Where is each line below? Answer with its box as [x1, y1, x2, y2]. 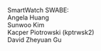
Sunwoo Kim [7, 21, 45, 29]
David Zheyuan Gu [7, 36, 62, 44]
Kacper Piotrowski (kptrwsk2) [7, 28, 95, 36]
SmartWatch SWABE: [7, 6, 69, 14]
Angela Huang [7, 13, 50, 22]
